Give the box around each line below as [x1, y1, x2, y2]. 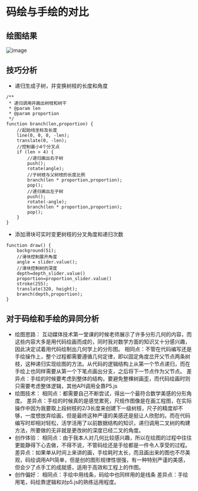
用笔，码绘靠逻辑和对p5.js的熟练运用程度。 [14, 478, 120, 485]
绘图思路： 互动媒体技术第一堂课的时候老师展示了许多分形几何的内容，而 [14, 330, 192, 337]
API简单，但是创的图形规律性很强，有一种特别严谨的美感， [45, 456, 189, 463]
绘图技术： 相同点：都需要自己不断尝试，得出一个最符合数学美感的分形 [14, 389, 187, 396]
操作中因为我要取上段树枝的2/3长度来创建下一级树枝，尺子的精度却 [14, 404, 179, 411]
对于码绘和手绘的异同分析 [6, 314, 99, 324]
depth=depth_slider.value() [16, 270, 85, 277]
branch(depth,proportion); [16, 291, 83, 297]
